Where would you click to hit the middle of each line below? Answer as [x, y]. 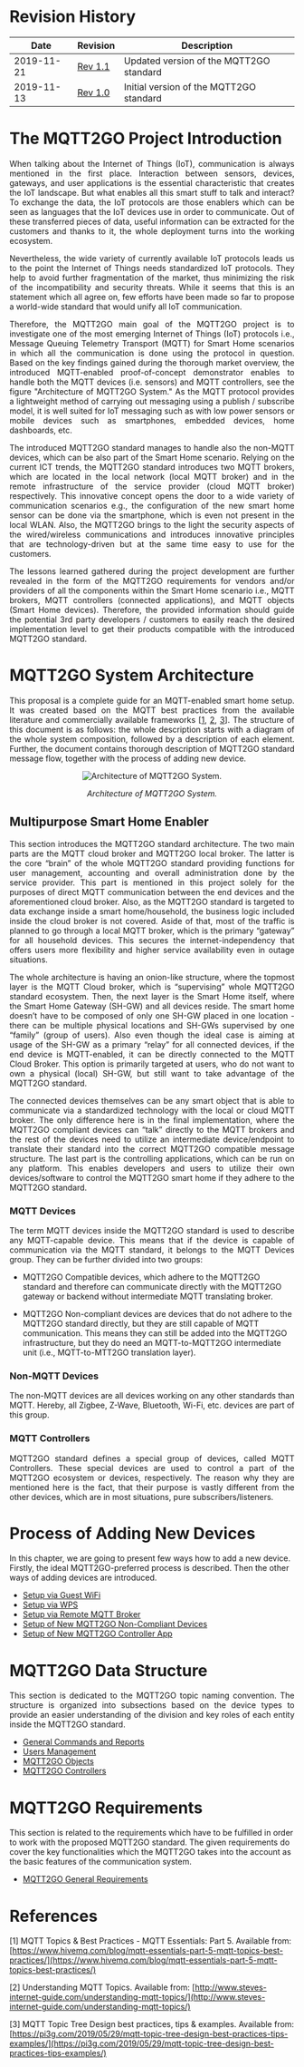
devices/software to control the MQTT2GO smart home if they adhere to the [152, 1177]
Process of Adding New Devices [133, 1533]
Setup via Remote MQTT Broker [81, 1614]
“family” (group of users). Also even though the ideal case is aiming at [152, 1035]
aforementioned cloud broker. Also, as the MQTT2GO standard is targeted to [152, 902]
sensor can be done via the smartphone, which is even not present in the [152, 515]
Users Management [59, 1751]
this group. [29, 1415]
